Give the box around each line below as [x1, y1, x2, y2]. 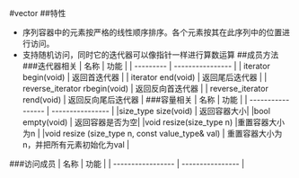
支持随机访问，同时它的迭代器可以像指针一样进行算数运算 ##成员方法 [22, 49, 279, 60]
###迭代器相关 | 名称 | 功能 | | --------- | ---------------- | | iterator [22, 61, 271, 71]
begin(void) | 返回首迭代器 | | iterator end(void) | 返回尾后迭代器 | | [22, 72, 268, 83]
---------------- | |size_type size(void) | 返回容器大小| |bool [50, 106, 271, 116]
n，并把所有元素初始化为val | [22, 139, 130, 150]
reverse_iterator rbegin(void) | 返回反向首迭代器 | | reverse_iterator [22, 84, 269, 93]
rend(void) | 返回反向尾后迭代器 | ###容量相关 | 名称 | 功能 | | [22, 94, 248, 105]
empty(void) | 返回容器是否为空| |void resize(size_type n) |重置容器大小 [22, 117, 286, 128]
